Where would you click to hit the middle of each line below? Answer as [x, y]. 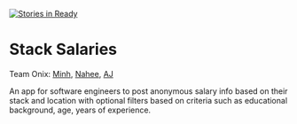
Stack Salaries [63, 50]
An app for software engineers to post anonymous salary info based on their [148, 91]
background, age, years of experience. [80, 110]
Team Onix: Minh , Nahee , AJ [61, 74]
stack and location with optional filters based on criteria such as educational [148, 100]
